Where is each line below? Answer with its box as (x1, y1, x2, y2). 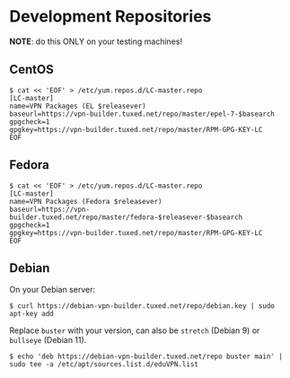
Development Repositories (9, 6, 212, 27)
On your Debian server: (9, 285, 96, 295)
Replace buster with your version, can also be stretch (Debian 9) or (9, 325, 260, 336)
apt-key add (9, 310, 54, 319)
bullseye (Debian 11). (9, 335, 87, 346)
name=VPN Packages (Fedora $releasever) (9, 197, 163, 206)
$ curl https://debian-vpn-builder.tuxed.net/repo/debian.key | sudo (9, 302, 276, 311)
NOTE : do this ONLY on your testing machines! (9, 36, 182, 47)
